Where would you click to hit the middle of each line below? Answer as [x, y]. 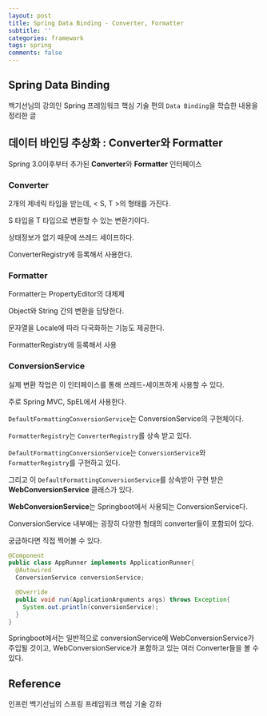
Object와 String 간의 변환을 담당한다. [66, 311]
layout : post [30, 16]
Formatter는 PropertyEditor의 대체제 [67, 294]
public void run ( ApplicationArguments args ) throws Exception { [123, 599]
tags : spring [30, 46]
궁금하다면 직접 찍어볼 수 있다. [55, 540]
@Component [26, 555]
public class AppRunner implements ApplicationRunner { [102, 563]
